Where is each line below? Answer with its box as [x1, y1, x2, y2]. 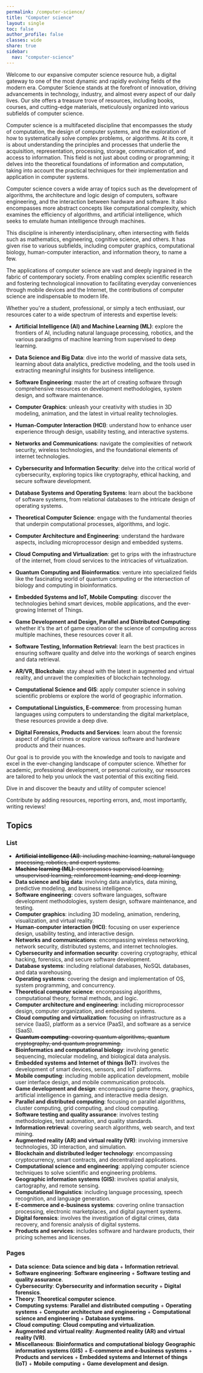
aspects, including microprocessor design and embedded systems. [15, 538, 184, 546]
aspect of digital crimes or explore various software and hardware [15, 735, 180, 742]
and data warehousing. [15, 968, 73, 976]
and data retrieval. [15, 655, 61, 663]
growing [15, 606, 36, 613]
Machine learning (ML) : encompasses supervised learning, [15, 865, 164, 873]
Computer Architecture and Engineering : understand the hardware [15, 532, 185, 539]
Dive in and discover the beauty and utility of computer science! [6, 784, 167, 791]
